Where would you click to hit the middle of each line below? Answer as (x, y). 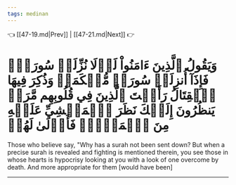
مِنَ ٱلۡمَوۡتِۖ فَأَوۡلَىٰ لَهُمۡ (88, 125)
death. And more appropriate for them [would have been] (90, 167)
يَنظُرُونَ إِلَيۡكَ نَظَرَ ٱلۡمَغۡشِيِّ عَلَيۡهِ (111, 110)
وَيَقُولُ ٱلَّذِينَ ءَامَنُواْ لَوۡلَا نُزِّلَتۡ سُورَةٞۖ (112, 65)
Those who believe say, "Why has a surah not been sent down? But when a (116, 144)
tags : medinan (28, 14)
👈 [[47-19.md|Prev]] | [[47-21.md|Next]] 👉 (71, 34)
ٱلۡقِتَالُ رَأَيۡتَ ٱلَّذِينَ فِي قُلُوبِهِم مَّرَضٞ (112, 95)
